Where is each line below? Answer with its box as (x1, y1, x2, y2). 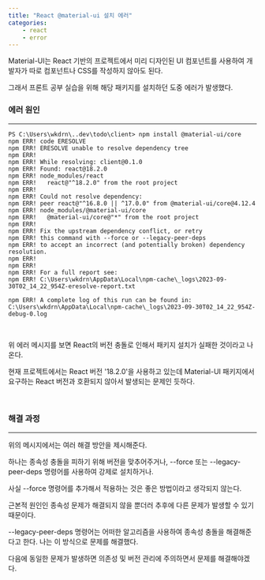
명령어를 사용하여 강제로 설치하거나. (43, 466, 154, 476)
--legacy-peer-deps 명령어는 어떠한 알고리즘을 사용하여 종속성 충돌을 (8, 526, 225, 537)
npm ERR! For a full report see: (8, 268, 118, 276)
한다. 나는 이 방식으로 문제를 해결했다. (22, 537, 139, 546)
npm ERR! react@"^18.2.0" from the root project (8, 178, 178, 186)
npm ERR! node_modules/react (8, 171, 104, 180)
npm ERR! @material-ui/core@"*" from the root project (8, 213, 200, 221)
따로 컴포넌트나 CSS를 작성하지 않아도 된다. (28, 66, 163, 76)
